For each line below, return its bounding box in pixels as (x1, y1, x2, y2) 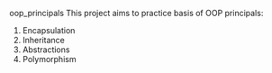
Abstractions (22, 44, 70, 55)
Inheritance (22, 35, 66, 45)
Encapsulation (22, 25, 76, 35)
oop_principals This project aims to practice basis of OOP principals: (9, 8, 264, 18)
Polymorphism (22, 54, 77, 64)
